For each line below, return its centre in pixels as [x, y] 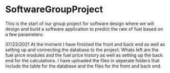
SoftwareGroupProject [54, 9]
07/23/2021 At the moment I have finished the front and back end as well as [85, 44]
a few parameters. [25, 34]
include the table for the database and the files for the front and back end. [83, 66]
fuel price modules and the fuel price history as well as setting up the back [84, 55]
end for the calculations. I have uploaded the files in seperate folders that [82, 60]
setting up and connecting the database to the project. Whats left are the [82, 50]
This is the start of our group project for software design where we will [80, 23]
